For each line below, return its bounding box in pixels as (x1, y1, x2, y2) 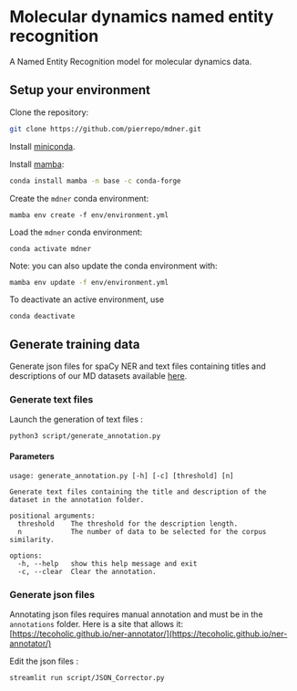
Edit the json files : (9, 655, 79, 666)
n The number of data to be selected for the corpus (17, 527, 267, 536)
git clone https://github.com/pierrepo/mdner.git (9, 124, 202, 133)
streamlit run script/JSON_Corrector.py (9, 673, 166, 682)
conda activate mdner (9, 244, 92, 253)
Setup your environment (9, 82, 150, 98)
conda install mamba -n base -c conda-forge (9, 176, 181, 185)
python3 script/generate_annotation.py (9, 432, 161, 441)
